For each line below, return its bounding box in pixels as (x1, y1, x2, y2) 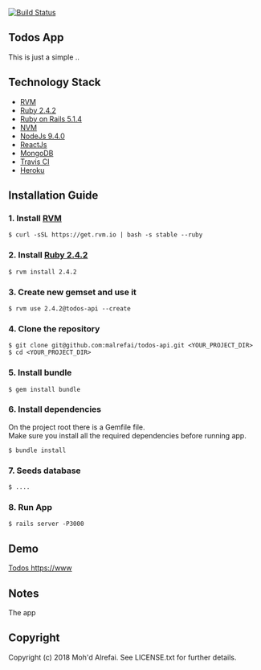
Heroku (19, 165, 45, 175)
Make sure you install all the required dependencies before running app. (8, 430, 247, 440)
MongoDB (19, 148, 54, 158)
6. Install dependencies (8, 404, 102, 415)
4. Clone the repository (8, 323, 100, 334)
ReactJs (19, 139, 47, 149)
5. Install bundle (8, 367, 72, 378)
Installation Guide (8, 189, 99, 203)
